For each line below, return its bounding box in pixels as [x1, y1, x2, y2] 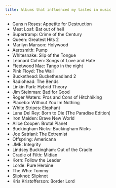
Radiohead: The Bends [12, 78, 59, 84]
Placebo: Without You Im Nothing [12, 99, 80, 105]
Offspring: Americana [12, 136, 56, 142]
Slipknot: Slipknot [12, 173, 48, 179]
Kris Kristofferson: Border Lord [12, 178, 75, 184]
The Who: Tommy [12, 167, 49, 173]
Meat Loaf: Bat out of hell [12, 26, 64, 32]
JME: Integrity [12, 141, 41, 147]
